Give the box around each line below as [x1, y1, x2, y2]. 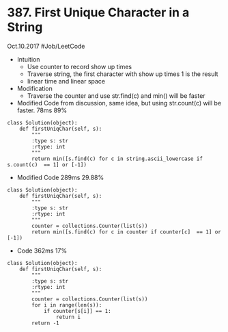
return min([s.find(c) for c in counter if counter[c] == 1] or [31, 228, 222, 235]
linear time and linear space [27, 77, 106, 85]
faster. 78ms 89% [16, 106, 68, 114]
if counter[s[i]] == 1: [43, 307, 111, 314]
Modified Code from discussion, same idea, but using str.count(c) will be [16, 99, 222, 107]
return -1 [31, 320, 59, 327]
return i [55, 314, 81, 320]
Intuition [16, 55, 40, 63]
